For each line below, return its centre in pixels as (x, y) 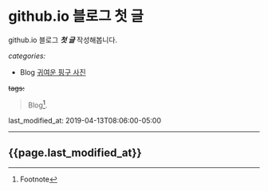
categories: (27, 56)
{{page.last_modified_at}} (75, 152)
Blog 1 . (37, 104)
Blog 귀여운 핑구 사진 (53, 72)
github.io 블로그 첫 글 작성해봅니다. (63, 40)
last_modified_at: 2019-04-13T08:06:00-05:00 (85, 120)
